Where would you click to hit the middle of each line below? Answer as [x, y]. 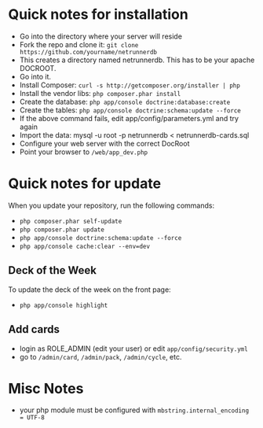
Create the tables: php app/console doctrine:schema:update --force [130, 110]
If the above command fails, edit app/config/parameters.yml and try [129, 118]
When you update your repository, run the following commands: [111, 205]
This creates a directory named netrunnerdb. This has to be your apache [137, 60]
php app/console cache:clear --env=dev [85, 246]
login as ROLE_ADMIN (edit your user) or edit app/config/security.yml [134, 349]
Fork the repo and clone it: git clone [79, 44]
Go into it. [35, 76]
